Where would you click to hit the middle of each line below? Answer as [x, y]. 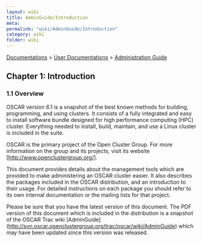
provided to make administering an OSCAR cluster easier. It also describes [99, 175]
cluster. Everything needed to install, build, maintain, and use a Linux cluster [101, 126]
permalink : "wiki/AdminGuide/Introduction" [62, 29]
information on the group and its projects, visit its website [78, 151]
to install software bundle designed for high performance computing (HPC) [100, 119]
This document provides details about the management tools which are [95, 169]
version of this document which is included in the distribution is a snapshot [100, 213]
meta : [13, 23]
